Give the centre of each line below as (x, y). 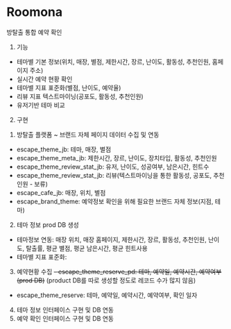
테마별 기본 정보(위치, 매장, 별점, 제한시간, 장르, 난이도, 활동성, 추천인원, (113, 61)
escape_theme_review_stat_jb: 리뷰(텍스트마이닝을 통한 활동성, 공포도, (114, 175)
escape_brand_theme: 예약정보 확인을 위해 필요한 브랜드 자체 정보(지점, (115, 201)
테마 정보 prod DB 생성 (48, 225)
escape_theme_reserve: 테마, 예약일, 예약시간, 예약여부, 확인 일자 (107, 295)
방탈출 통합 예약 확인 (34, 32)
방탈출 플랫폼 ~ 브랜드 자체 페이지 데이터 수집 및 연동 (88, 134)
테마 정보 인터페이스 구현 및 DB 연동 (65, 310)
